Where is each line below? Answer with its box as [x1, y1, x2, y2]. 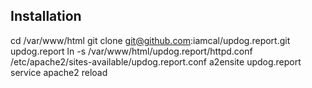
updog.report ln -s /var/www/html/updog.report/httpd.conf [10, 45, 253, 57]
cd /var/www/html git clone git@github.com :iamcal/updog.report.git [10, 34, 291, 46]
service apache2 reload [10, 66, 108, 78]
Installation [10, 8, 82, 25]
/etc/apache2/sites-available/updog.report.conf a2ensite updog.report [10, 55, 302, 68]
